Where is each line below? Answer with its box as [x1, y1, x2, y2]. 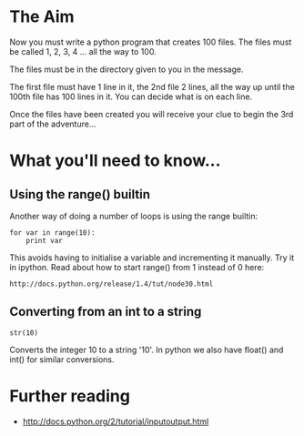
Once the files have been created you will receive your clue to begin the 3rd [9, 108, 294, 119]
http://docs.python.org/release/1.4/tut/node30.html [9, 279, 214, 289]
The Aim [9, 6, 75, 27]
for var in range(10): [9, 228, 96, 238]
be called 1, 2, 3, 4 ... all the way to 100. [9, 46, 157, 56]
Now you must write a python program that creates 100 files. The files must [9, 36, 292, 47]
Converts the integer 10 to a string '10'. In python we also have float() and [9, 344, 284, 355]
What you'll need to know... [9, 150, 221, 171]
